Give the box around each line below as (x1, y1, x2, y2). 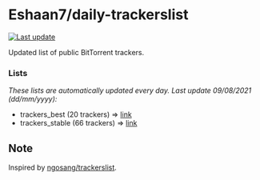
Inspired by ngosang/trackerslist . (8, 162, 118, 173)
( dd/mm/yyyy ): (8, 94, 58, 104)
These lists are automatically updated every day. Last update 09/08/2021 (8, 86, 252, 95)
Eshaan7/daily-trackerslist (8, 6, 189, 24)
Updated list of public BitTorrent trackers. (8, 47, 145, 57)
